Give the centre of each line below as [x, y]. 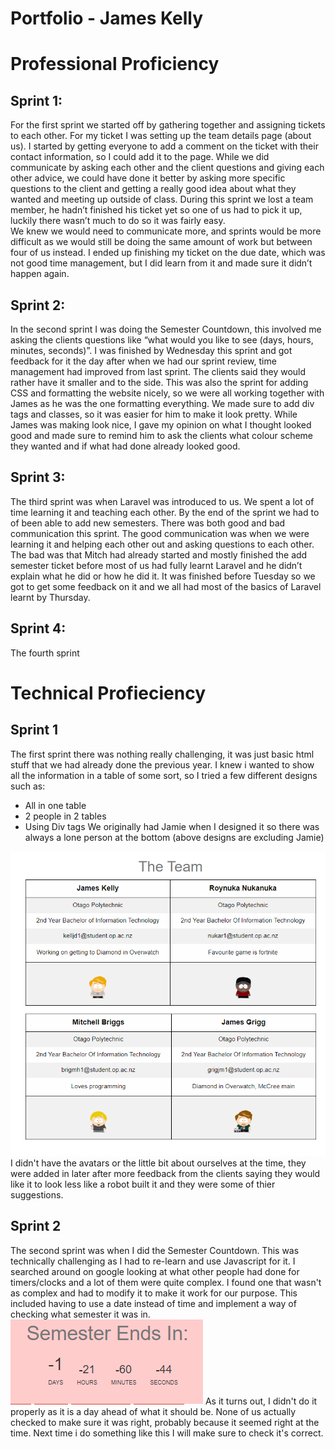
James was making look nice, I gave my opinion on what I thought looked [161, 425]
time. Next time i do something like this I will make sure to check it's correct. [167, 1433]
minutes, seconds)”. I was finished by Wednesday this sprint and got [151, 350]
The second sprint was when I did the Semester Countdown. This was [155, 1250]
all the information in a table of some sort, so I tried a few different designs [164, 775]
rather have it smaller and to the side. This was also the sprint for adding [159, 382]
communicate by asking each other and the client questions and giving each [167, 168]
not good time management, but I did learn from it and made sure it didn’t [161, 263]
